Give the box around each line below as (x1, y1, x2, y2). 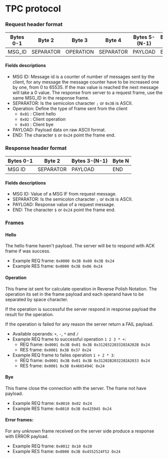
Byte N (112, 157, 129, 164)
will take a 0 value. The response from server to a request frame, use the (12, 89, 163, 95)
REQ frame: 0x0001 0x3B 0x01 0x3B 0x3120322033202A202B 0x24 (19, 341, 150, 347)
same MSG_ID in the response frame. (12, 94, 89, 100)
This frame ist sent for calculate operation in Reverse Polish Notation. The (5, 285, 157, 291)
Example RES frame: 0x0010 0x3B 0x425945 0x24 (12, 405, 112, 411)
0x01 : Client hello (19, 110, 56, 116)
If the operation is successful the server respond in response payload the (5, 306, 156, 312)
